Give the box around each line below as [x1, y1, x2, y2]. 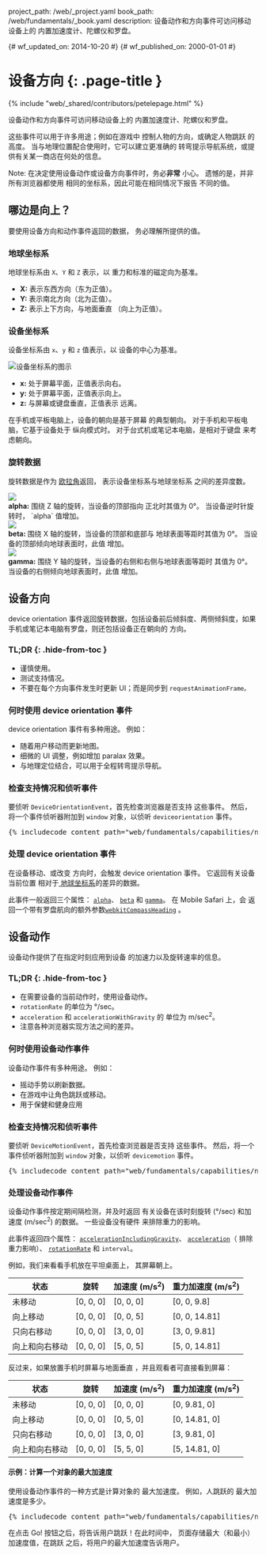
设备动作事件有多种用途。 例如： [8, 1063, 115, 1072]
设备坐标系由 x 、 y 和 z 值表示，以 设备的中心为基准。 [8, 345, 182, 355]
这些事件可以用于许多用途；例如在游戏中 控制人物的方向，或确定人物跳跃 [8, 131, 246, 141]
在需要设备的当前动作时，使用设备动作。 [19, 992, 152, 1001]
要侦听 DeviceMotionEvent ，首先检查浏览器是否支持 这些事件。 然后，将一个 [8, 1141, 255, 1150]
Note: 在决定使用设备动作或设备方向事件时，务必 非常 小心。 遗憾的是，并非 [8, 168, 254, 177]
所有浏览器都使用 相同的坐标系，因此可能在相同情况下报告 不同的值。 [8, 178, 234, 188]
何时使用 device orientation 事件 [8, 704, 133, 715]
